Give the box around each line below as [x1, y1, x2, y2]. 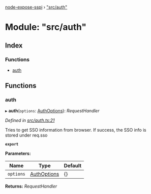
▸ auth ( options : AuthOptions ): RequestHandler [5, 107, 100, 113]
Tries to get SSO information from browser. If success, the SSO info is [5, 127, 147, 133]
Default [63, 162, 82, 169]
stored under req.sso [5, 132, 48, 138]
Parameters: [5, 150, 31, 156]
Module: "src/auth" [5, 22, 87, 33]
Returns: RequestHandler [5, 183, 58, 189]
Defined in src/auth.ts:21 [5, 117, 55, 123]
